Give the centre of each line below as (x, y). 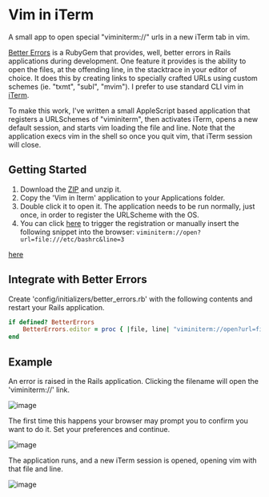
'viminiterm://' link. (39, 390)
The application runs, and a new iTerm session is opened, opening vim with (133, 460)
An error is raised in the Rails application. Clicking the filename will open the (133, 381)
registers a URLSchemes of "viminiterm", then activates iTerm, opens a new (133, 119)
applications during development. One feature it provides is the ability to (127, 61)
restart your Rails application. (56, 307)
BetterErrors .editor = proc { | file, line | (96, 329)
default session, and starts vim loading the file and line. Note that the (122, 127)
